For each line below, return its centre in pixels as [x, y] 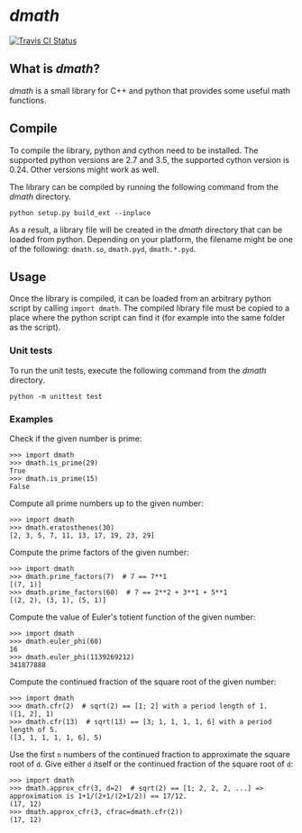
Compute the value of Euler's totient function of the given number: [133, 617]
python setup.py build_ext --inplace [80, 213]
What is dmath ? [55, 69]
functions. [28, 100]
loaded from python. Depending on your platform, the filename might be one [151, 239]
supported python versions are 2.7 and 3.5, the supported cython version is [150, 159]
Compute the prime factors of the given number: [99, 552]
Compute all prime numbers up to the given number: [107, 503]
